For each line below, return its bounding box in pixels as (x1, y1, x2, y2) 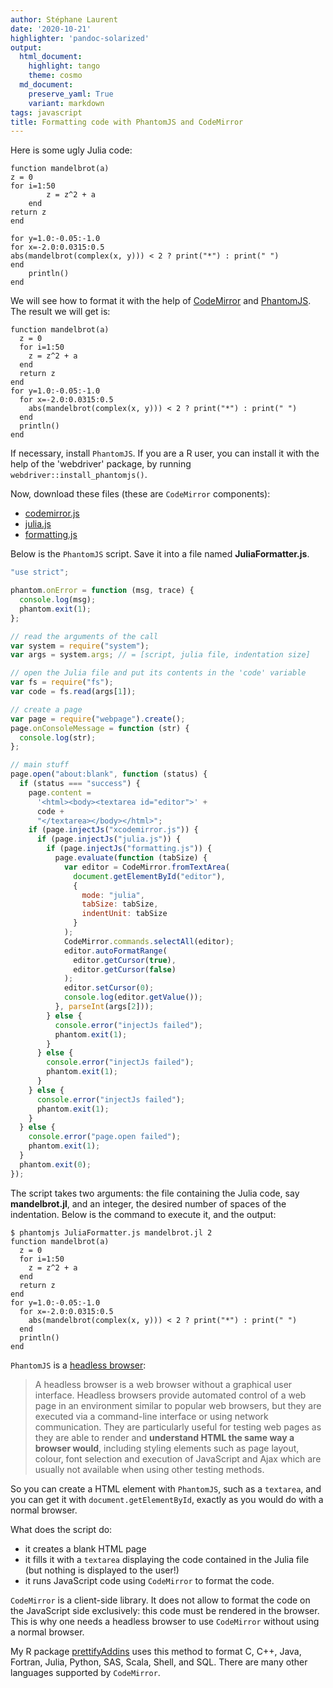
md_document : (19, 80, 74, 90)
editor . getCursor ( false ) (73, 964, 177, 975)
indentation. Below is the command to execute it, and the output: (10, 1208, 277, 1220)
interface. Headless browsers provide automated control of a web (34, 1389, 307, 1401)
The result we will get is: (10, 306, 111, 318)
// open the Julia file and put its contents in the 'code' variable (10, 668, 307, 678)
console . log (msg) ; (19, 595, 97, 605)
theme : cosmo (28, 71, 83, 81)
